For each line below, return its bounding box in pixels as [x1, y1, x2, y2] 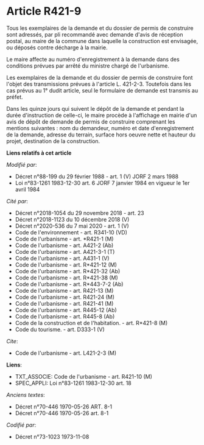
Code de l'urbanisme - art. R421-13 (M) [15, 287, 114, 294]
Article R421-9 [6, 4, 82, 18]
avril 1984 [15, 186, 40, 193]
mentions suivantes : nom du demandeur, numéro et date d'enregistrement [6, 124, 194, 131]
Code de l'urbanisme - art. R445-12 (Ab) [15, 306, 117, 314]
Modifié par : [6, 161, 38, 168]
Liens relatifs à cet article [6, 149, 72, 156]
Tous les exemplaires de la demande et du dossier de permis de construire [6, 24, 194, 32]
